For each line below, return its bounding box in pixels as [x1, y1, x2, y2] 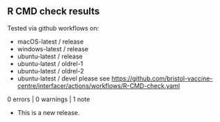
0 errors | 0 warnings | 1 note [7, 95, 91, 103]
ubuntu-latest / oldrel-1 [17, 59, 84, 68]
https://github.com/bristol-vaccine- [111, 74, 213, 82]
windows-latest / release [17, 44, 88, 53]
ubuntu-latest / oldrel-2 [17, 67, 85, 75]
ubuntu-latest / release [17, 52, 83, 60]
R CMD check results [7, 6, 100, 17]
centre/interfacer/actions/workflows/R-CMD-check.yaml [17, 81, 180, 89]
